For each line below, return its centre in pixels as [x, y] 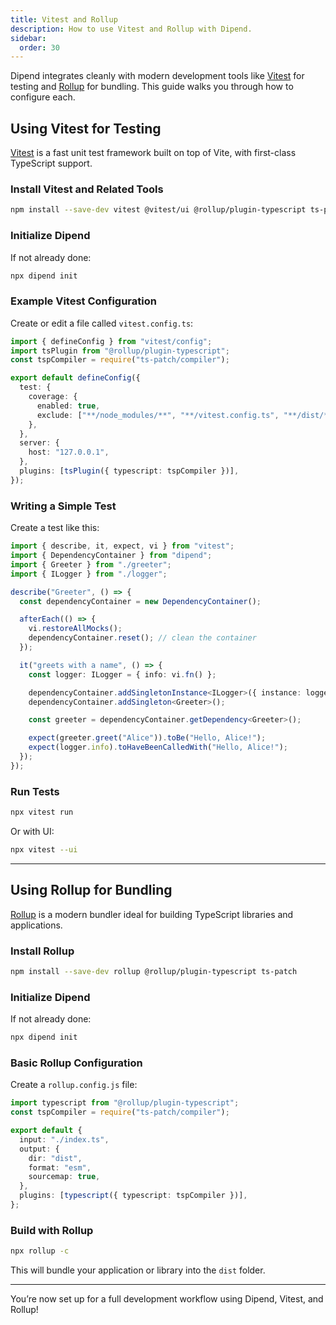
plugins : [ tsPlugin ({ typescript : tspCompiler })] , [129, 471]
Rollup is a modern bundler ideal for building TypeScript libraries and [152, 914]
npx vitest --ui [44, 849]
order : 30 [39, 47]
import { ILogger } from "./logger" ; [89, 574]
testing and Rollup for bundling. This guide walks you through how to [152, 87]
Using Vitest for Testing [86, 128]
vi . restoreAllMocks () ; [75, 629]
